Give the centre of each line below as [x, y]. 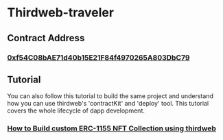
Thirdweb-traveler [61, 13]
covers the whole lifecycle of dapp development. [76, 110]
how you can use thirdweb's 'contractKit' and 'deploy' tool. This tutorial [108, 104]
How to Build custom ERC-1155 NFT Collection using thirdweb [111, 128]
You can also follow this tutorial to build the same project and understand [110, 96]
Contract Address [46, 38]
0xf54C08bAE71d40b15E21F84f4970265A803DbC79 [98, 58]
